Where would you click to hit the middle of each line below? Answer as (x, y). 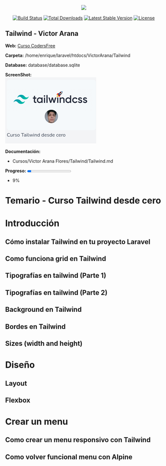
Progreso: (16, 171)
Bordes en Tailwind (35, 327)
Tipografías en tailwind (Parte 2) (56, 293)
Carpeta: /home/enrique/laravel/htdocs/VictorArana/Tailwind (68, 55)
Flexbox (18, 400)
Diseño (20, 365)
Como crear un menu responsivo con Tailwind (78, 440)
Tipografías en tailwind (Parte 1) (56, 276)
